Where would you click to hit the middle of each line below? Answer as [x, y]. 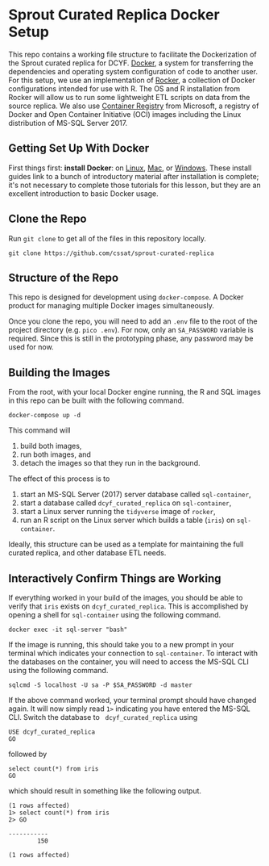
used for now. [31, 347]
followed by [28, 754]
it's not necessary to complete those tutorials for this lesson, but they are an [135, 185]
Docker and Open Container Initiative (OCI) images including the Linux [125, 114]
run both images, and [55, 454]
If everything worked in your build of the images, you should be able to [126, 598]
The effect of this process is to [59, 479]
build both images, [51, 446]
